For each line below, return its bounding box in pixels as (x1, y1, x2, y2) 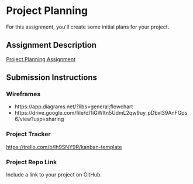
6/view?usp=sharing (14, 115, 64, 123)
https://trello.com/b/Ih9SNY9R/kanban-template (6, 143, 122, 150)
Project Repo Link (6, 158, 57, 166)
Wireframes (6, 90, 41, 98)
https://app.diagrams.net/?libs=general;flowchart (14, 103, 133, 110)
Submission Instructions (6, 73, 98, 83)
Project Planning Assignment (6, 55, 76, 62)
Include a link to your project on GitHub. (6, 171, 102, 178)
